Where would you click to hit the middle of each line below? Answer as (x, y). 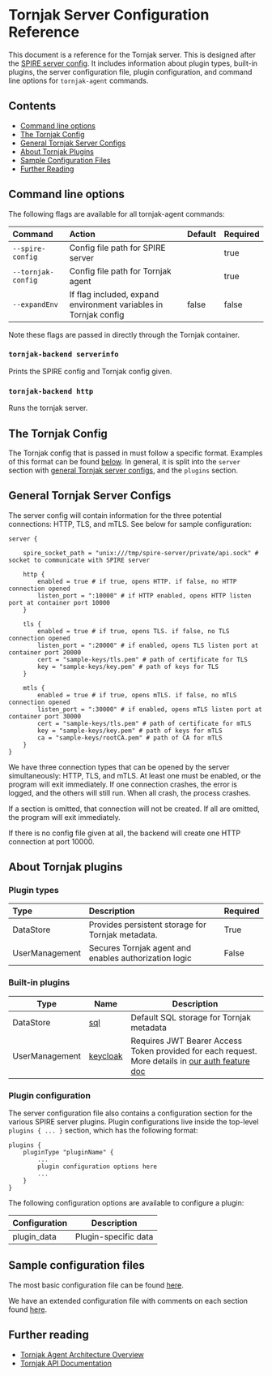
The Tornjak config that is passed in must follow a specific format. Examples (136, 453)
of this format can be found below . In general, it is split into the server (125, 461)
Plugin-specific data (115, 1237)
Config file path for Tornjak (120, 271)
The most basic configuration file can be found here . (96, 1285)
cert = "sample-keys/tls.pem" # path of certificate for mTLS (144, 723)
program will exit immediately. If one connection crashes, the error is (123, 784)
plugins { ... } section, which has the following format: (103, 1131)
